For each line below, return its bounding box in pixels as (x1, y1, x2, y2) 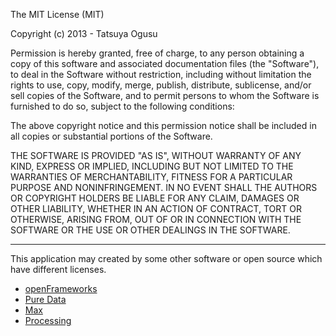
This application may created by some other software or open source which (10, 253, 323, 264)
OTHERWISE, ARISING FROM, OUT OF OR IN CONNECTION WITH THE (10, 214, 302, 225)
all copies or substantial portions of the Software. (10, 130, 213, 142)
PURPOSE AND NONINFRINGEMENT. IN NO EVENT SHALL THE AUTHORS (10, 182, 318, 193)
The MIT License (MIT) (10, 9, 105, 20)
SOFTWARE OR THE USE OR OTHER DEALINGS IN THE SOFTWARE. (10, 224, 291, 236)
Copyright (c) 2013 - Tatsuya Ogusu (10, 28, 158, 39)
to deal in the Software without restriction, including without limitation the (10, 69, 312, 80)
